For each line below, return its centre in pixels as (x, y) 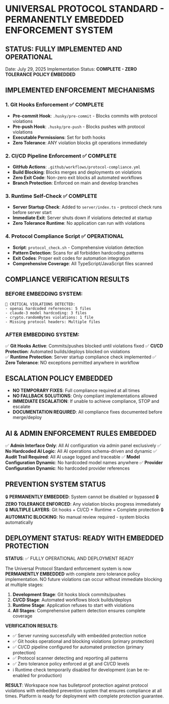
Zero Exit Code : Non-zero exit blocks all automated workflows (77, 177)
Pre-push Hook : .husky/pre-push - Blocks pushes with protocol (79, 127)
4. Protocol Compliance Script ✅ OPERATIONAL (65, 236)
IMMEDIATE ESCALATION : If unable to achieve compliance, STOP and (86, 401)
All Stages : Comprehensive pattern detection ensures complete (79, 610)
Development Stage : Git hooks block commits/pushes (69, 594)
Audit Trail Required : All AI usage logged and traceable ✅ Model (73, 457)
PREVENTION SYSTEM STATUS (55, 484)
